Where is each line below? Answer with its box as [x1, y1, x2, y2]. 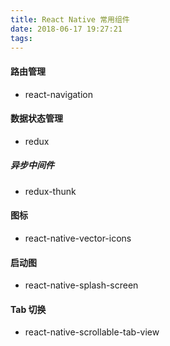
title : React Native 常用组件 [10, 14, 130, 25]
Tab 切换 [10, 303, 47, 315]
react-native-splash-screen [24, 279, 139, 291]
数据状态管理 [10, 112, 63, 125]
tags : [10, 33, 33, 43]
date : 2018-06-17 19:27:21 [10, 24, 123, 34]
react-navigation [24, 88, 94, 100]
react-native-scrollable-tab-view [24, 326, 160, 338]
